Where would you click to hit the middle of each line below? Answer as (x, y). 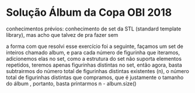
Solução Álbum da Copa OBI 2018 (89, 13)
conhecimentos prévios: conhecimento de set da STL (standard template (94, 29)
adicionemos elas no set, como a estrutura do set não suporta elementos (94, 58)
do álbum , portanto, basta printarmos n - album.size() (71, 83)
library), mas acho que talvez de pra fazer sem (62, 35)
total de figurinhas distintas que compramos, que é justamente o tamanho (95, 77)
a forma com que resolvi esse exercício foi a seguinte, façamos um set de (95, 46)
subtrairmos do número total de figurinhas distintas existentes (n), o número (98, 71)
